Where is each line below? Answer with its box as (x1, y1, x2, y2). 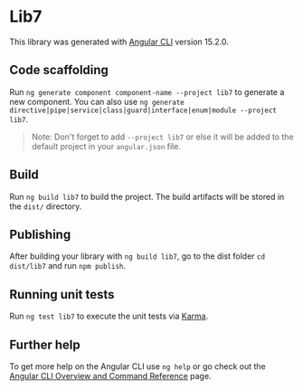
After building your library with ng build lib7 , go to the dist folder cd (9, 251, 265, 262)
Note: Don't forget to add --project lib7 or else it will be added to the (31, 131, 294, 142)
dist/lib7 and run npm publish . (9, 261, 127, 271)
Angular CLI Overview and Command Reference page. (9, 371, 212, 381)
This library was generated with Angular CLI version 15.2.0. (9, 36, 229, 47)
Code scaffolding (9, 62, 109, 78)
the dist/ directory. (9, 201, 82, 212)
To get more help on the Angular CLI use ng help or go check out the (9, 361, 266, 372)
